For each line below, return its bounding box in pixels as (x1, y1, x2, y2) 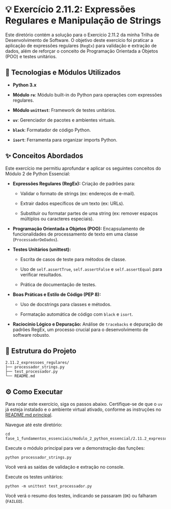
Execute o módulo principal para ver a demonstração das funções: (5, 445, 145, 451)
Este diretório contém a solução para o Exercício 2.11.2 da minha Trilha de (5, 32, 159, 38)
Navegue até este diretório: (5, 422, 63, 428)
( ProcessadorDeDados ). (12, 236, 59, 242)
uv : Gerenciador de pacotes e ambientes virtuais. (12, 117, 116, 123)
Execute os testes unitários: (5, 474, 64, 480)
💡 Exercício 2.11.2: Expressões (5, 4, 136, 15)
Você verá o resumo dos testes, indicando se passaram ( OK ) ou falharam (5, 493, 157, 499)
